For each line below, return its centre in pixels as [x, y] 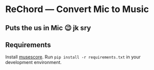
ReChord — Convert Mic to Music [77, 9]
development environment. [34, 62]
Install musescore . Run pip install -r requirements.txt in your [73, 57]
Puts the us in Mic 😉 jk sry [48, 28]
